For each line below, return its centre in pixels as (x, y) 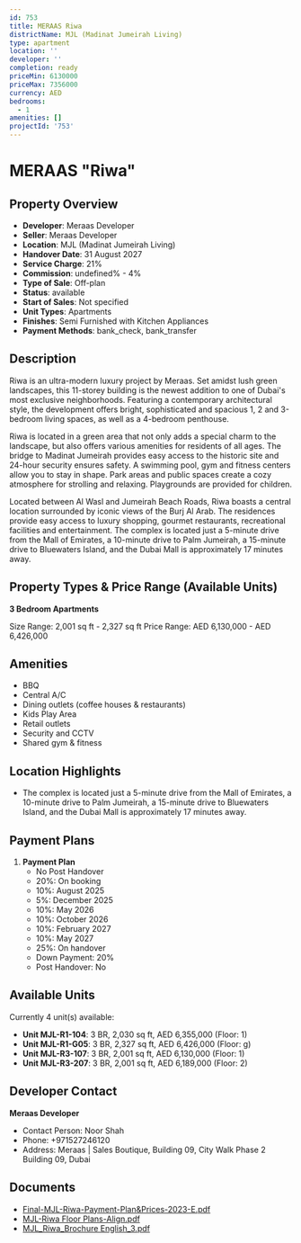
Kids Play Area (49, 714)
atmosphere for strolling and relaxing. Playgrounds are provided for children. (151, 484)
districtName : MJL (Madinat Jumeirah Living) (96, 34)
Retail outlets (46, 724)
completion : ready (44, 68)
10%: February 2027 (73, 929)
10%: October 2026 (72, 919)
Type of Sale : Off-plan (64, 283)
